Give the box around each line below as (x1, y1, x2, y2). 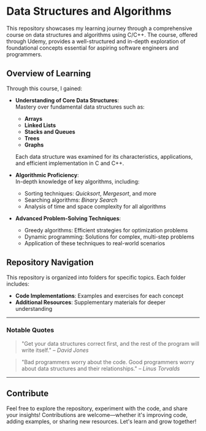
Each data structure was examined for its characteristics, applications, (15, 153, 193, 160)
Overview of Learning (6, 69, 91, 79)
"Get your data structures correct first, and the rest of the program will (21, 340, 199, 347)
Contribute (6, 388, 49, 399)
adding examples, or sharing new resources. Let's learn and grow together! (6, 418, 197, 425)
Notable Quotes (6, 326, 55, 335)
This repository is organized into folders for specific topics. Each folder (6, 273, 186, 281)
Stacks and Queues (24, 128, 75, 135)
